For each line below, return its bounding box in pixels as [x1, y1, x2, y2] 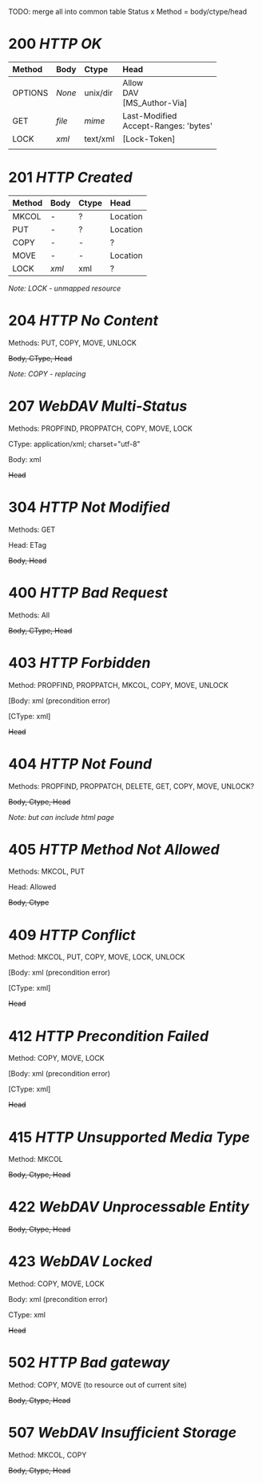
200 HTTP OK [8, 35, 102, 53]
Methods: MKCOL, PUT [8, 866, 85, 876]
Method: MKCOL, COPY [8, 1450, 87, 1460]
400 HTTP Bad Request [8, 584, 169, 601]
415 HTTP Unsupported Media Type [8, 1128, 250, 1146]
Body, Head [8, 556, 47, 565]
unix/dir [83, 87, 113, 98]
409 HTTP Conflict [8, 926, 136, 944]
